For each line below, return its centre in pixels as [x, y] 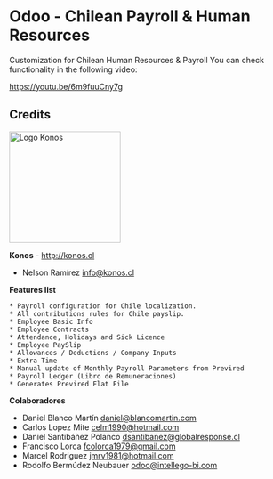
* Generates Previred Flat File [69, 384]
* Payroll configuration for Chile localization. [103, 306]
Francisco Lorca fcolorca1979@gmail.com [99, 446]
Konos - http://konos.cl [52, 255]
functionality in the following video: [73, 69]
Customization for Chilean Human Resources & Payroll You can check [137, 60]
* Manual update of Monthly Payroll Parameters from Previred [127, 368]
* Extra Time [33, 361]
